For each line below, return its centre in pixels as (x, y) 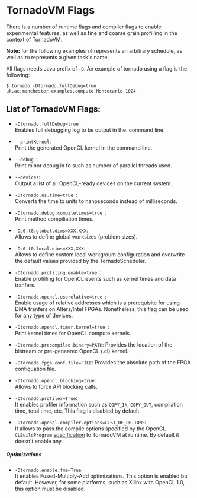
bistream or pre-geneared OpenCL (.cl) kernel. (72, 351)
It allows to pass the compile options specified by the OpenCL (90, 429)
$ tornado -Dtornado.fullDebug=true (51, 86)
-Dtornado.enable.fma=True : (49, 470)
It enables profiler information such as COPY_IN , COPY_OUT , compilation (99, 404)
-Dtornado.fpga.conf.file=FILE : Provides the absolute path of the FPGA (103, 362)
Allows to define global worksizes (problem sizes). (76, 237)
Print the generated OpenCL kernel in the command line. (83, 148)
